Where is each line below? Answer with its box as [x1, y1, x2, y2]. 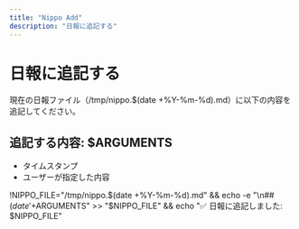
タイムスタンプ [22, 160, 79, 171]
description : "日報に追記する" [9, 22, 117, 31]
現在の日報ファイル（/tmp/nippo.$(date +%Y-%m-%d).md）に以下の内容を [9, 95, 292, 105]
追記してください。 [9, 105, 81, 117]
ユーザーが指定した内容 [22, 172, 110, 183]
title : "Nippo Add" [9, 13, 83, 23]
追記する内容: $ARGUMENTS [9, 134, 173, 150]
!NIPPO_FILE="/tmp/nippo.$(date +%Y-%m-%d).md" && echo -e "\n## [9, 190, 275, 201]
